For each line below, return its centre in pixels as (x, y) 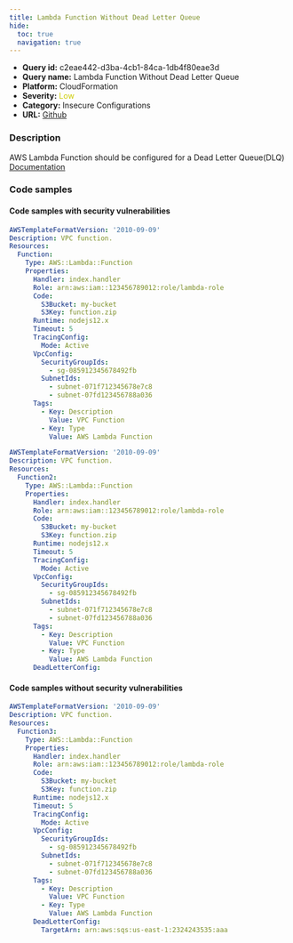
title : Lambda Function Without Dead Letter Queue (105, 17)
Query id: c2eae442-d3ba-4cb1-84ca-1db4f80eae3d (121, 68)
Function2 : (37, 478)
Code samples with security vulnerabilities (90, 211)
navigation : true (49, 42)
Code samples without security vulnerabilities (96, 688)
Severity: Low (48, 96)
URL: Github (44, 115)
